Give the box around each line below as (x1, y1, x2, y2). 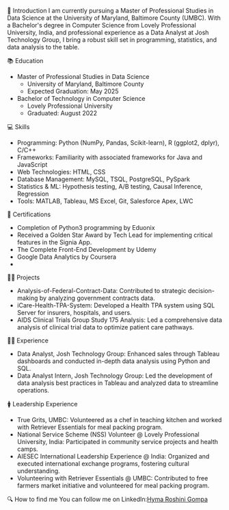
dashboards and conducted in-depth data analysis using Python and (16, 357, 211, 365)
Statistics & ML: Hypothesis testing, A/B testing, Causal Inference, (16, 183, 203, 190)
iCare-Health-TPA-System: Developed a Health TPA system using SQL (16, 301, 215, 309)
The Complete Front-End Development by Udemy (16, 246, 157, 253)
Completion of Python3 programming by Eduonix (16, 224, 155, 231)
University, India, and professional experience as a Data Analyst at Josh (7, 28, 209, 36)
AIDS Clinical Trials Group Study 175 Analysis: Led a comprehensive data (16, 316, 222, 324)
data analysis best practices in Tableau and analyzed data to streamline (16, 379, 219, 387)
